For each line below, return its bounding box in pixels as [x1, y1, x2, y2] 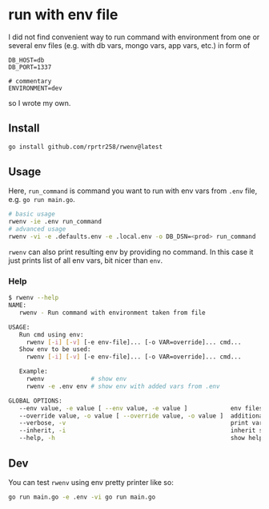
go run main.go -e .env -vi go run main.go [8, 493, 156, 501]
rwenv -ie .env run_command [8, 218, 102, 226]
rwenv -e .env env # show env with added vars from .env [26, 382, 220, 390]
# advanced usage [8, 225, 66, 233]
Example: [18, 367, 48, 376]
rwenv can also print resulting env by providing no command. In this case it [8, 247, 254, 257]
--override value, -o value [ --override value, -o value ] [18, 411, 224, 420]
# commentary [8, 77, 52, 85]
